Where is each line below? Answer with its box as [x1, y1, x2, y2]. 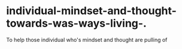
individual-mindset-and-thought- [6, 4, 177, 18]
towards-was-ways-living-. [6, 17, 147, 30]
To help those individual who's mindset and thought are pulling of [6, 36, 168, 43]
